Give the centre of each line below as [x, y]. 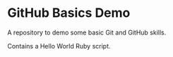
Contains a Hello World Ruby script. [59, 46]
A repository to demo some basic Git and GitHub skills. [87, 32]
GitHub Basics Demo [69, 13]
